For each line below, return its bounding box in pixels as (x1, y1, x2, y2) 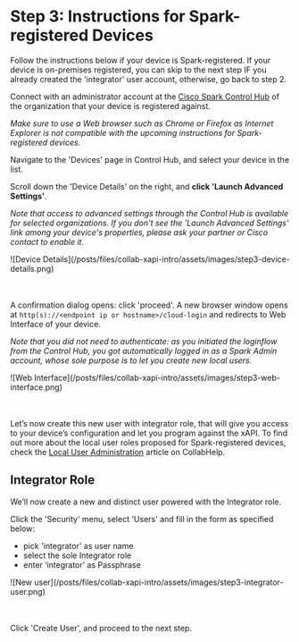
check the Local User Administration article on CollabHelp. (10, 446, 226, 457)
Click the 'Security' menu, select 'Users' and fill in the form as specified (10, 513, 274, 524)
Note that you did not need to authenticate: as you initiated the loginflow (10, 335, 278, 346)
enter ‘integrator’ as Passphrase (22, 559, 141, 570)
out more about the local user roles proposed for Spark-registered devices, (10, 436, 287, 448)
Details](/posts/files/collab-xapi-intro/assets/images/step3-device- (42, 253, 291, 265)
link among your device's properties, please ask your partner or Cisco (10, 226, 269, 238)
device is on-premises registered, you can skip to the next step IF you (10, 64, 267, 75)
